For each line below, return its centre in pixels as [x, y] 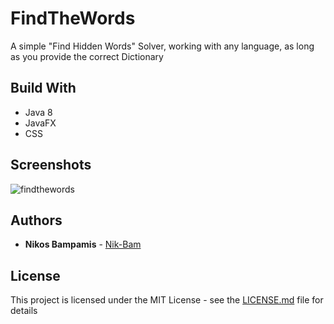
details [24, 311]
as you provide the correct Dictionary [87, 56]
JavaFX [40, 123]
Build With [43, 88]
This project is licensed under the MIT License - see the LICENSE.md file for [167, 300]
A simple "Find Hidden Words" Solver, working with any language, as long [162, 46]
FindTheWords [73, 18]
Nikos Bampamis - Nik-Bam [83, 244]
